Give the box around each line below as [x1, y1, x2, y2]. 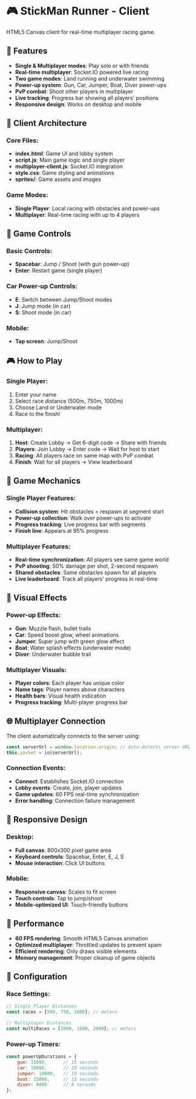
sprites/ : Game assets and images [15, 176, 102, 183]
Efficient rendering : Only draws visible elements [15, 948, 137, 955]
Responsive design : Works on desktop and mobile [15, 101, 142, 108]
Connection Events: [6, 764, 66, 772]
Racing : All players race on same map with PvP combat [15, 452, 154, 459]
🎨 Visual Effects [6, 593, 68, 603]
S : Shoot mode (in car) [15, 309, 71, 316]
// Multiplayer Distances [6, 1020, 71, 1026]
